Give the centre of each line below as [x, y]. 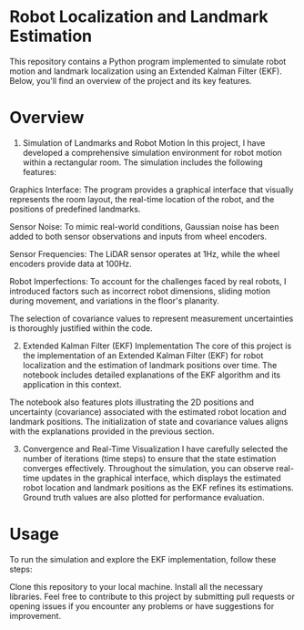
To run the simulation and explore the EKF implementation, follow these [143, 559]
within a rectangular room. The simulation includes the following [142, 162]
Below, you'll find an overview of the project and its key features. [131, 80]
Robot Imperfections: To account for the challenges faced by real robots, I [148, 281]
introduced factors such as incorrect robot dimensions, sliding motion [140, 291]
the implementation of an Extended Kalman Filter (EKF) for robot [143, 355]
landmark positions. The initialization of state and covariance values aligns [149, 421]
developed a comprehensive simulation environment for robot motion [152, 152]
